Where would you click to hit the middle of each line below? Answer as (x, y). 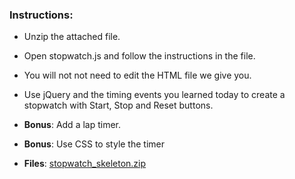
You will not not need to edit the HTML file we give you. (137, 75)
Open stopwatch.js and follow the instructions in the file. (139, 56)
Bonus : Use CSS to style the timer (94, 144)
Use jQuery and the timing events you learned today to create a (154, 95)
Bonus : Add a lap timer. (72, 125)
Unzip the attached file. (72, 37)
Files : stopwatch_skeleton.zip (85, 164)
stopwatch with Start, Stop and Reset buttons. (118, 105)
